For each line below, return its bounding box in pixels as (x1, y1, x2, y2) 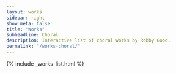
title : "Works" (6, 26, 45, 33)
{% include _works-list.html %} (6, 60, 84, 67)
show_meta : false (6, 20, 51, 26)
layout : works (6, 9, 43, 15)
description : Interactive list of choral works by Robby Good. (6, 37, 171, 44)
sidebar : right (6, 15, 45, 21)
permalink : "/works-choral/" (6, 44, 81, 50)
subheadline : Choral (6, 32, 59, 38)
